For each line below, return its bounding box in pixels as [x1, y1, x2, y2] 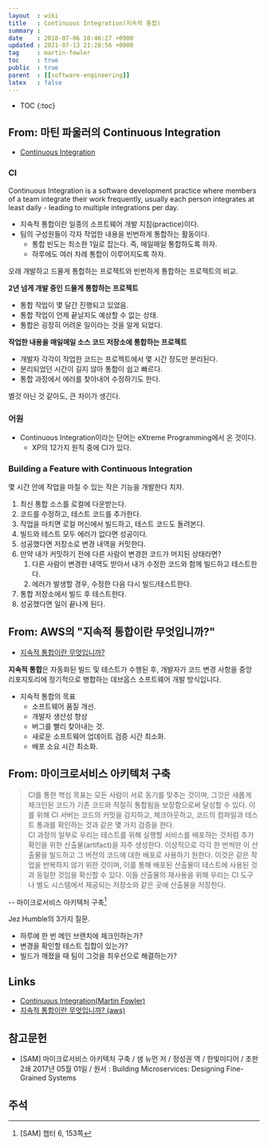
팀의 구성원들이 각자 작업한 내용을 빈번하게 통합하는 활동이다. [19, 229, 210, 238]
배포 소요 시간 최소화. [31, 741, 98, 752]
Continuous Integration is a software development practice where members [8, 186, 257, 195]
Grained [19, 1073, 46, 1083]
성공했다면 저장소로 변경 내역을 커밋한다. [19, 539, 146, 549]
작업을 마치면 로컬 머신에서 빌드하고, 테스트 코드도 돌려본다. [19, 519, 206, 529]
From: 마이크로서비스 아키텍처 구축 [8, 767, 171, 781]
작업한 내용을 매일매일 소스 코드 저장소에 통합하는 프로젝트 [8, 337, 187, 346]
